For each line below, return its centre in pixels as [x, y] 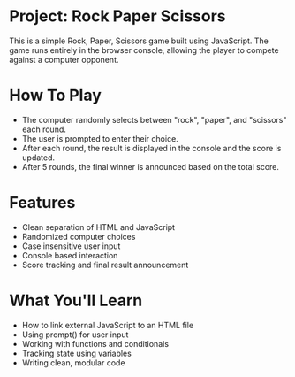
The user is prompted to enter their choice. [100, 138]
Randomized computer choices [79, 236]
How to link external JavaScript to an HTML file [108, 325]
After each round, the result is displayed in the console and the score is [151, 148]
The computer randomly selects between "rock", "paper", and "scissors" [154, 119]
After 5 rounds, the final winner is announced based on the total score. [151, 166]
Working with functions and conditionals [95, 343]
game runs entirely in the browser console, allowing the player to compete [144, 50]
